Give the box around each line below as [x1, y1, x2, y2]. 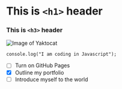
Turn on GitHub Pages [14, 62, 70, 69]
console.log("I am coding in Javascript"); [6, 51, 117, 58]
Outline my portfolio [14, 68, 64, 76]
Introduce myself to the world [14, 76, 88, 83]
